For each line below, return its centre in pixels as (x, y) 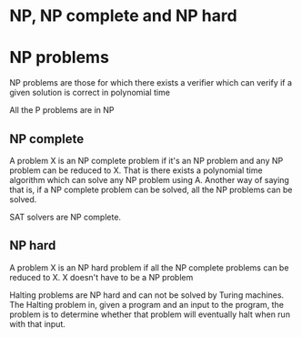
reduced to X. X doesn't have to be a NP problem (101, 277)
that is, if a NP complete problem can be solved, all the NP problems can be (151, 189)
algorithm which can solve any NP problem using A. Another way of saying (149, 179)
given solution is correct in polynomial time (90, 93)
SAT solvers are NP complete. (65, 217)
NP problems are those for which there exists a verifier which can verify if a (151, 83)
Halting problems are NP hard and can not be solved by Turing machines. (147, 295)
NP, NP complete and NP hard (124, 16)
